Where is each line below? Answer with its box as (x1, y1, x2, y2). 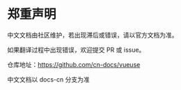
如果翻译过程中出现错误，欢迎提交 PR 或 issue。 (7, 45, 145, 54)
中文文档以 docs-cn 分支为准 (7, 75, 90, 84)
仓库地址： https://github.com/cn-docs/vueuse (7, 60, 141, 68)
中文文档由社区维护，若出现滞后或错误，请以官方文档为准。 (7, 31, 178, 39)
